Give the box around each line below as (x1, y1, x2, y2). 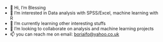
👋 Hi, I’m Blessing (9, 5, 46, 10)
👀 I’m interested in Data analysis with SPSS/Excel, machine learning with (9, 10, 159, 16)
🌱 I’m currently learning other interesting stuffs (9, 20, 106, 26)
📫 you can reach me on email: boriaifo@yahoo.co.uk (9, 31, 120, 37)
